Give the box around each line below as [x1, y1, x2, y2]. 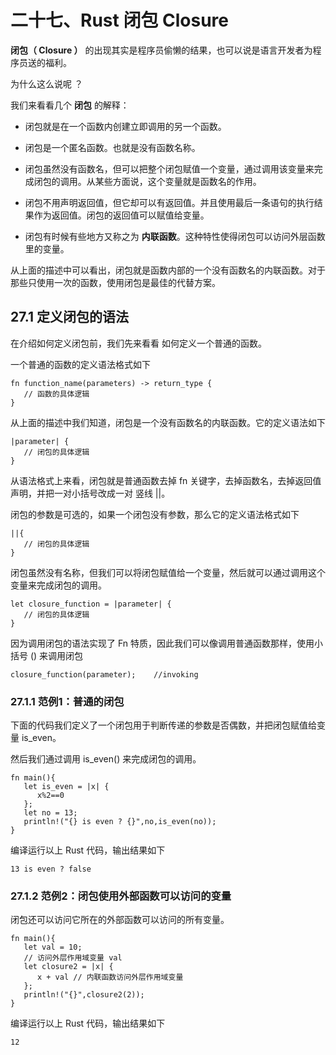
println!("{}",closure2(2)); [23, 990, 145, 1000]
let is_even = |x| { [23, 782, 110, 792]
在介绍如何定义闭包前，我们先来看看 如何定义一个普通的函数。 [10, 337, 267, 349]
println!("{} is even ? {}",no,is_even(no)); [23, 817, 217, 827]
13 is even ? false [10, 864, 92, 875]
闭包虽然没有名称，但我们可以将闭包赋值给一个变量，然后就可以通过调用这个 [10, 566, 326, 578]
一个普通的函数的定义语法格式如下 [10, 358, 151, 370]
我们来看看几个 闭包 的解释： [10, 99, 130, 111]
